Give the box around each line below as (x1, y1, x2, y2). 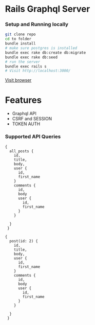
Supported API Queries (5, 133, 61, 140)
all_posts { (9, 148, 34, 154)
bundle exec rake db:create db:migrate (5, 50, 86, 55)
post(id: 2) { (9, 238, 38, 243)
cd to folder (5, 37, 32, 42)
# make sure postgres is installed (5, 46, 77, 51)
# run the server (5, 59, 40, 64)
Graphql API (12, 111, 37, 116)
